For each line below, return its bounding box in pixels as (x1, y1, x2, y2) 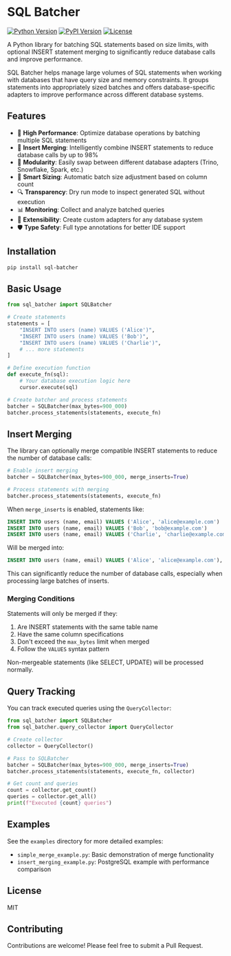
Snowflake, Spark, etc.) (16, 165, 84, 173)
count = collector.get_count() (7, 787, 97, 794)
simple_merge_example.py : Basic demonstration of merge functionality (16, 850, 214, 859)
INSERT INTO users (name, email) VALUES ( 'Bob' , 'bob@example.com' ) (7, 525, 208, 532)
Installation (7, 246, 56, 257)
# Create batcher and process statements (7, 396, 128, 404)
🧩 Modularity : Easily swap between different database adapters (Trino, (16, 158, 219, 166)
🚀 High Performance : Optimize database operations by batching (16, 128, 201, 137)
